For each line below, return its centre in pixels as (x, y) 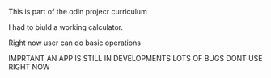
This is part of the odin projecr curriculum (78, 12)
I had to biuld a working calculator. (66, 27)
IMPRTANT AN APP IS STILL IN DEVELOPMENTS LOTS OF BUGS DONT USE (135, 58)
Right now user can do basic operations (75, 43)
